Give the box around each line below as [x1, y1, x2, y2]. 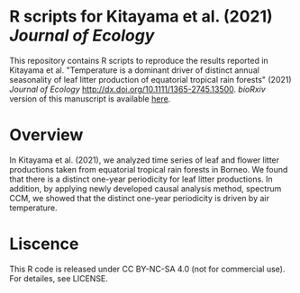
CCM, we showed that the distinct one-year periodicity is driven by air [9, 192, 270, 203]
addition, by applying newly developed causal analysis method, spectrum [9, 182, 282, 194]
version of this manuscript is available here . [9, 93, 171, 104]
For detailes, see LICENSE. [9, 272, 108, 284]
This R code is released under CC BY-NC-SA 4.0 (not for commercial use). [9, 263, 286, 274]
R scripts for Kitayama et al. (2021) [9, 6, 273, 27]
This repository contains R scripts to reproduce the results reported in [9, 55, 268, 66]
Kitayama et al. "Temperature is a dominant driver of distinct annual [9, 65, 259, 75]
